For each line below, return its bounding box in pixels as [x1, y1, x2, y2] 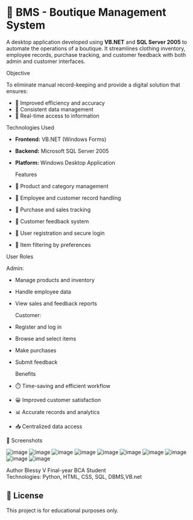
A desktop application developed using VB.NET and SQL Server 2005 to [6, 38, 188, 45]
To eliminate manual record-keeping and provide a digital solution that [6, 81, 180, 88]
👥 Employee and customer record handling [14, 194, 122, 202]
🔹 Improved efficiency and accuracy [14, 99, 106, 107]
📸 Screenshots [6, 436, 43, 444]
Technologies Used [6, 123, 54, 131]
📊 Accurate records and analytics [14, 408, 100, 415]
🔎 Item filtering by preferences [14, 241, 91, 248]
